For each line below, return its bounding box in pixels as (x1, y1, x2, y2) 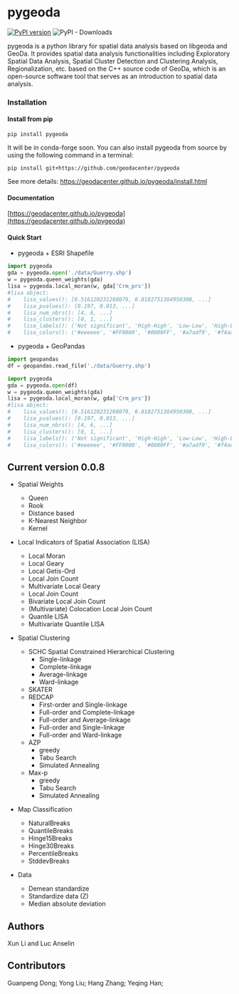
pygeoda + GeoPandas (17, 342, 85, 351)
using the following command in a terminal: (7, 151, 134, 160)
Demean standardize (28, 884, 90, 893)
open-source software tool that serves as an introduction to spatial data (7, 72, 218, 81)
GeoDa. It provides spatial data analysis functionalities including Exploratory (7, 49, 230, 58)
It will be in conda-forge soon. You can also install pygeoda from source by (7, 143, 228, 152)
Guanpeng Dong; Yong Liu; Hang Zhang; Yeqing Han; (7, 978, 164, 987)
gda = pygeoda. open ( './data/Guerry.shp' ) (7, 269, 132, 276)
